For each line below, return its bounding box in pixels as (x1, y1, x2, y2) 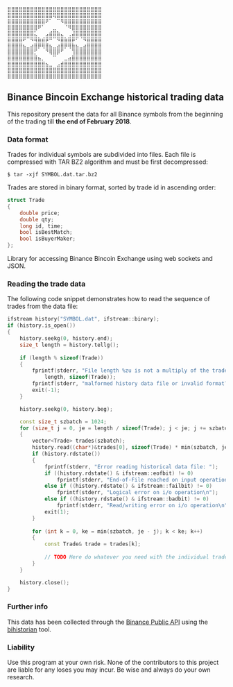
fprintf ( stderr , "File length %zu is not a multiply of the (32, 367, 209, 374)
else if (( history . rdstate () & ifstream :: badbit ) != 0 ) (44, 495, 209, 502)
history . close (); (19, 579, 70, 586)
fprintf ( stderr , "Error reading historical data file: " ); (44, 463, 218, 470)
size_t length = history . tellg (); (19, 341, 119, 348)
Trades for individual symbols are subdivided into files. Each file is (7, 151, 196, 159)
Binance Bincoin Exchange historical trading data (7, 92, 224, 103)
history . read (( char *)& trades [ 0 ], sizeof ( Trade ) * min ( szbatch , (32, 444, 218, 451)
